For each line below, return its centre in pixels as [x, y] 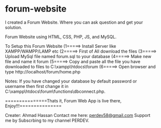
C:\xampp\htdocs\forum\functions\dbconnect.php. [55, 91]
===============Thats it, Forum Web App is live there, [63, 100]
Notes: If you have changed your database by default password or [71, 81]
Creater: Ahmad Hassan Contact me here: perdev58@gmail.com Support [78, 115]
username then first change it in [37, 86]
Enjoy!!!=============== [33, 106]
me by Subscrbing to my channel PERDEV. [47, 120]
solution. [14, 27]
